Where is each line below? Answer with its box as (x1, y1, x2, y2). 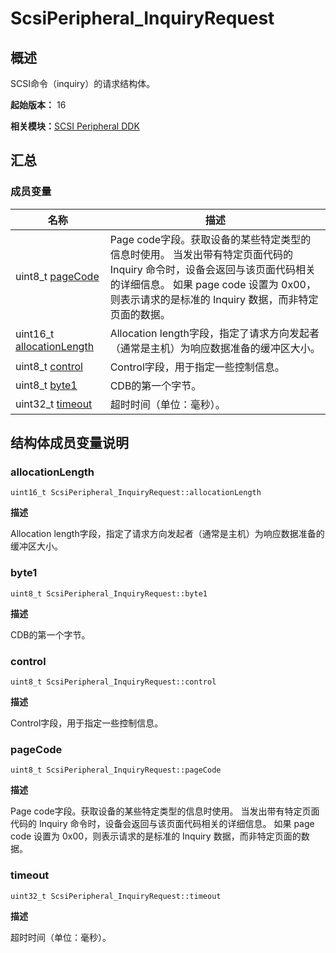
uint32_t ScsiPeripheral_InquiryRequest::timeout (10, 891, 222, 901)
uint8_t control (15, 359, 83, 373)
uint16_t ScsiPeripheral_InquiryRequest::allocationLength (10, 488, 262, 498)
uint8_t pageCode (15, 269, 100, 283)
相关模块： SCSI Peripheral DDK (10, 120, 140, 132)
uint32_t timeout (15, 397, 93, 411)
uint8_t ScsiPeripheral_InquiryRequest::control (10, 677, 217, 687)
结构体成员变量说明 (10, 435, 129, 452)
